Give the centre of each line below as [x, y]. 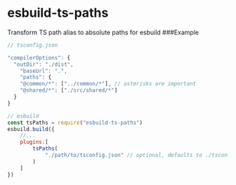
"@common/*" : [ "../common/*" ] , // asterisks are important [108, 84]
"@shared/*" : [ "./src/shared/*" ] [69, 90]
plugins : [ [34, 142]
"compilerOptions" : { [39, 57]
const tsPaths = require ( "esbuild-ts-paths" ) [75, 123]
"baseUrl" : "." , [44, 71]
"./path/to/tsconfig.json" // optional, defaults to [123, 156]
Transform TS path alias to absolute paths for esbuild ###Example [103, 32]
